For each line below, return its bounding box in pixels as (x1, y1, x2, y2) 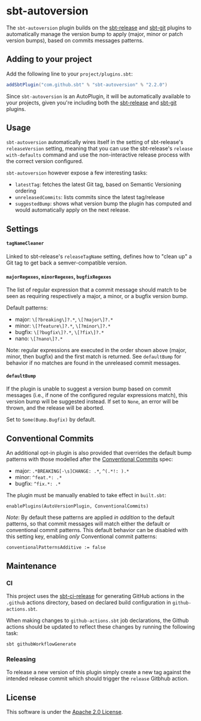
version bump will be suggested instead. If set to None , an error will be (6, 398, 179, 405)
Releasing (6, 655, 36, 663)
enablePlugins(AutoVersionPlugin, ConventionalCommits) (6, 503, 149, 509)
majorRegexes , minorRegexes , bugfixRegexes (6, 273, 112, 280)
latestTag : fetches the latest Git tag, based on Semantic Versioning (14, 181, 182, 188)
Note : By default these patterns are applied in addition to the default (6, 514, 175, 521)
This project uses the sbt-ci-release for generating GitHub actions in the (6, 592, 185, 599)
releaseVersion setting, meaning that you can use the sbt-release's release (6, 145, 193, 152)
